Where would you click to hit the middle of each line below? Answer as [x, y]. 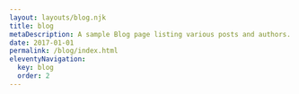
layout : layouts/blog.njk [57, 17]
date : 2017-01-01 [42, 43]
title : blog [31, 26]
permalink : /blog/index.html [64, 51]
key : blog [35, 68]
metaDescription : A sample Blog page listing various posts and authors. [150, 34]
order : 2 [34, 76]
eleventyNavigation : [48, 59]
